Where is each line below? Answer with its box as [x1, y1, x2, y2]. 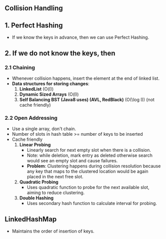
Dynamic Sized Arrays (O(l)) [19, 91, 79, 97]
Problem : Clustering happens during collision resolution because [26, 163, 161, 169]
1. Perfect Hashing [4, 21, 63, 30]
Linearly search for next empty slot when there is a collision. [26, 147, 151, 153]
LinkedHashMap [4, 215, 57, 223]
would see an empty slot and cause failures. [26, 158, 118, 164]
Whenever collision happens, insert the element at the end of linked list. [11, 75, 159, 81]
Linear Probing [19, 142, 51, 148]
